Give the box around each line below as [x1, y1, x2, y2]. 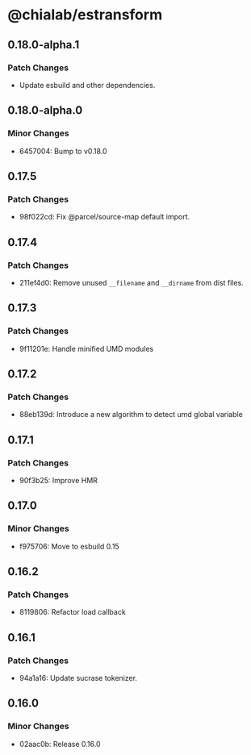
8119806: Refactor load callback [19, 607, 126, 617]
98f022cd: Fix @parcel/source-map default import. [19, 212, 190, 222]
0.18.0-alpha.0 [7, 103, 83, 118]
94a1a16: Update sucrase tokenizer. [19, 674, 138, 683]
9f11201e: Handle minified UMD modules [19, 344, 154, 353]
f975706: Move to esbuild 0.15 [19, 541, 119, 551]
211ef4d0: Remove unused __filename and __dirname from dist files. [19, 277, 244, 287]
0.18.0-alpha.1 [7, 38, 80, 52]
